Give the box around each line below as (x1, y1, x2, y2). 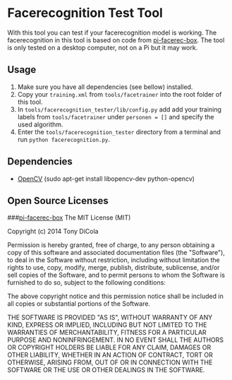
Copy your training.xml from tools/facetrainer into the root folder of (17, 90, 222, 98)
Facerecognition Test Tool (7, 5, 164, 21)
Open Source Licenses (7, 194, 109, 206)
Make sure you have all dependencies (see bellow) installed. (17, 83, 193, 91)
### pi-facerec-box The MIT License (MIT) (7, 213, 131, 222)
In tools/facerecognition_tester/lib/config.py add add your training (17, 105, 222, 114)
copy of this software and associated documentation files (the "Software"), (7, 249, 226, 257)
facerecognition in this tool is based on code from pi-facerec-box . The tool (7, 35, 225, 44)
